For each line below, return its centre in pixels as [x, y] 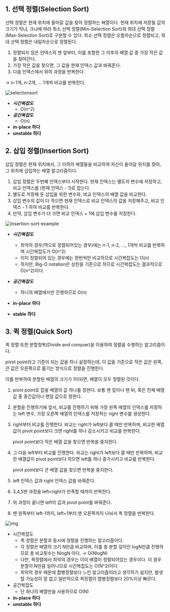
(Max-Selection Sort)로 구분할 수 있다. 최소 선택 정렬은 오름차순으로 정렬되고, [83, 35]
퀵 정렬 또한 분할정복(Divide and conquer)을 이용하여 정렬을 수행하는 [74, 345]
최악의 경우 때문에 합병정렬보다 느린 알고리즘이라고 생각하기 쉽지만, [87, 572]
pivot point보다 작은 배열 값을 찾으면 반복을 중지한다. [65, 442]
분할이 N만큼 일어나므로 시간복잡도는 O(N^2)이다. [69, 566]
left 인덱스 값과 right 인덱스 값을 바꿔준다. [54, 481]
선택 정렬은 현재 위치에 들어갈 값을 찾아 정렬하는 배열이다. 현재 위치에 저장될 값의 [85, 22]
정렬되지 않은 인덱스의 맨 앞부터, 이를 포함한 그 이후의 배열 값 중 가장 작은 [85, 52]
